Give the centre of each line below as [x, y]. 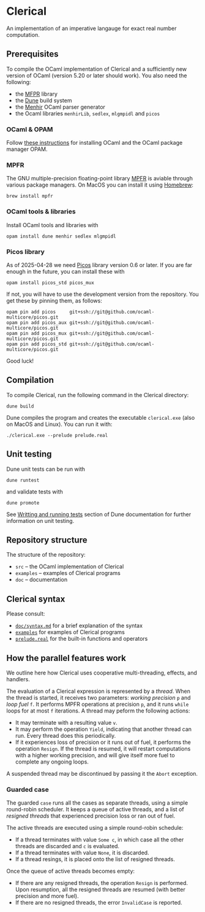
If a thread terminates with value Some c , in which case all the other [99, 840]
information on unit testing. [40, 520]
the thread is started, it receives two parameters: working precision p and [99, 698]
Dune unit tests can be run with [46, 469]
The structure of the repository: [46, 555]
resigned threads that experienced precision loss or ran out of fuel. [91, 816]
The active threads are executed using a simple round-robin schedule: [95, 828]
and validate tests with [35, 492]
